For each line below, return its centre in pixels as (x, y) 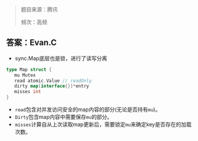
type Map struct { (29, 69)
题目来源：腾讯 (39, 9)
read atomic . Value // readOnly (53, 81)
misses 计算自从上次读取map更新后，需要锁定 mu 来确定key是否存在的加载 (103, 124)
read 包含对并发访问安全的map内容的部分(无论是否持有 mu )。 (88, 109)
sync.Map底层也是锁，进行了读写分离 (61, 58)
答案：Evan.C (32, 43)
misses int (28, 92)
